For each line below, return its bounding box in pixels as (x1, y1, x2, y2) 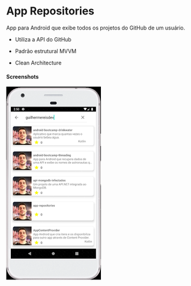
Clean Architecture (14, 59, 62, 66)
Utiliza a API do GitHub (14, 36, 72, 43)
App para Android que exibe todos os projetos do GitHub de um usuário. (6, 24, 185, 31)
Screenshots (6, 73, 39, 80)
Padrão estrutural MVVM (14, 47, 77, 55)
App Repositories (6, 4, 95, 18)
